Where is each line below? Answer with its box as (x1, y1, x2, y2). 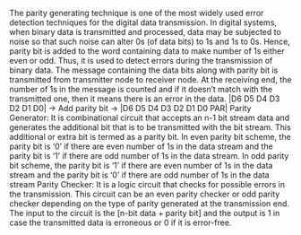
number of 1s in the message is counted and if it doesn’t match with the (9, 84, 273, 94)
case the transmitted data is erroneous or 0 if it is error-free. (9, 217, 232, 228)
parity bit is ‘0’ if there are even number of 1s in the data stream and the (9, 141, 273, 152)
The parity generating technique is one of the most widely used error (9, 8, 264, 18)
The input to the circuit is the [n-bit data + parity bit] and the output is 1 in (9, 208, 280, 218)
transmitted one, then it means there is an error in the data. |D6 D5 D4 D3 (9, 93, 280, 104)
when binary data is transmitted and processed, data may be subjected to (9, 27, 282, 37)
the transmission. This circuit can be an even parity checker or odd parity (9, 188, 280, 199)
